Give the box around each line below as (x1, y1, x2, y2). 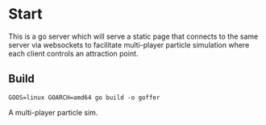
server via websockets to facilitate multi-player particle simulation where (8, 40, 250, 49)
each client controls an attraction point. (8, 48, 139, 58)
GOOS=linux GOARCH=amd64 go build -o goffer (8, 94, 160, 102)
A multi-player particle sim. (8, 107, 98, 117)
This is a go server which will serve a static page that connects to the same (8, 31, 259, 41)
